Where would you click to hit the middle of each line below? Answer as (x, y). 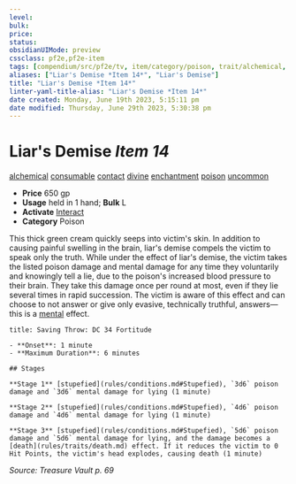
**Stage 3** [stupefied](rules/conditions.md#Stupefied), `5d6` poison (144, 431)
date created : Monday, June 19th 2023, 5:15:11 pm (104, 100)
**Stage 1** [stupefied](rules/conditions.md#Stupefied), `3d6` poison (144, 384)
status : (23, 42)
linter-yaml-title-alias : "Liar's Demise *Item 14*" (108, 91)
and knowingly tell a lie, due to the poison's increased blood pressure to (140, 276)
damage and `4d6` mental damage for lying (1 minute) (110, 415)
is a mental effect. (57, 314)
